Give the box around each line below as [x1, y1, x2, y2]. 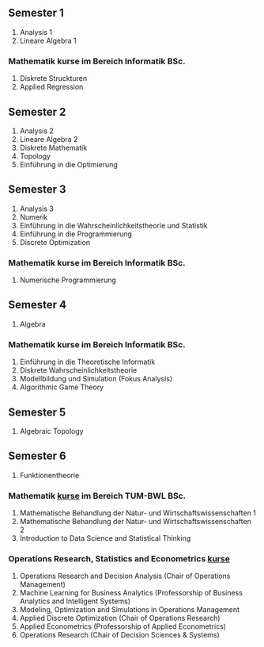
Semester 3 [8, 182, 66, 197]
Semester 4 [8, 298, 67, 312]
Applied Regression [19, 82, 84, 92]
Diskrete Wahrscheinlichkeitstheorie [19, 366, 138, 375]
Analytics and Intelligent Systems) [19, 596, 131, 606]
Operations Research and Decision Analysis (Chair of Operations [19, 571, 231, 581]
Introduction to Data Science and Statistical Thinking [19, 534, 191, 543]
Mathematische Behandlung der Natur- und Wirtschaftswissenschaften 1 [19, 508, 257, 518]
